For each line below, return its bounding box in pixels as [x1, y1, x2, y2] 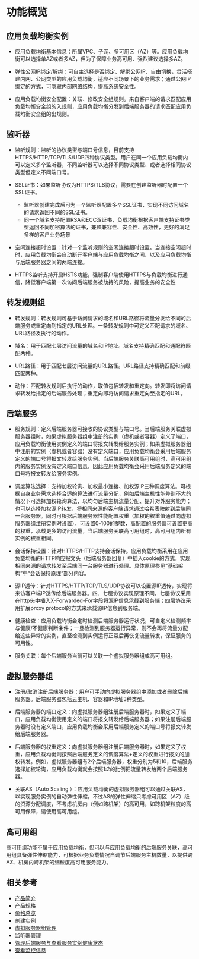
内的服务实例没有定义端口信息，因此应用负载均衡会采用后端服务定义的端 [14, 463, 191, 470]
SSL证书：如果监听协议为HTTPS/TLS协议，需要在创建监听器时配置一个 [14, 181, 188, 188]
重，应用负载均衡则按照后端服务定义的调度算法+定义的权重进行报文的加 [14, 750, 190, 758]
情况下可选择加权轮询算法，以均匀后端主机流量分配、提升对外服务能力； [14, 498, 191, 505]
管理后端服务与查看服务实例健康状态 [14, 939, 104, 946]
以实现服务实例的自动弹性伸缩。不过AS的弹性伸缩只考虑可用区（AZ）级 [14, 793, 190, 800]
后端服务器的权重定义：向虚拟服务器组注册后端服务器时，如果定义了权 [14, 743, 187, 750]
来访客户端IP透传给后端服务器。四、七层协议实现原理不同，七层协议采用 [14, 590, 191, 597]
